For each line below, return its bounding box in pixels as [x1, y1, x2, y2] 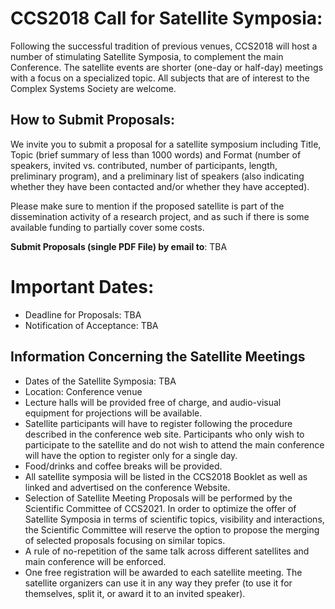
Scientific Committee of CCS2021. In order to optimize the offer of [24, 502, 297, 514]
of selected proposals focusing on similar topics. [24, 534, 226, 546]
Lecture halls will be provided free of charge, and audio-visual [24, 396, 282, 408]
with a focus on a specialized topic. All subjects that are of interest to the [10, 72, 310, 84]
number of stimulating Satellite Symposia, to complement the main [10, 50, 284, 62]
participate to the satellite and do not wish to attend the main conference [24, 438, 325, 451]
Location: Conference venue [24, 385, 143, 397]
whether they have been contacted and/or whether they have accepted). [10, 180, 310, 192]
